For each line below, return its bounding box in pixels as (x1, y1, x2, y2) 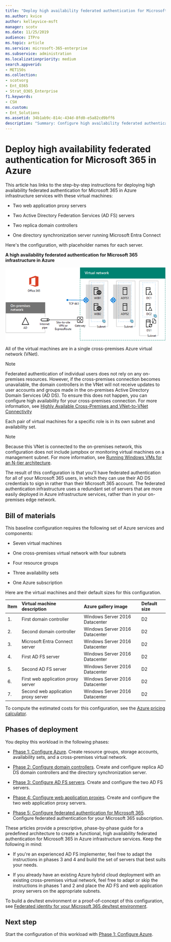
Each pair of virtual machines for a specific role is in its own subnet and (5, 419, 155, 425)
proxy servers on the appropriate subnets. (12, 888, 101, 894)
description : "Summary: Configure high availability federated (5, 121, 142, 126)
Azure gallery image (83, 603, 128, 609)
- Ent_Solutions (5, 110, 40, 115)
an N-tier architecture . (5, 460, 52, 466)
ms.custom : (5, 105, 28, 110)
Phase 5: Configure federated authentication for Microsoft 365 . (12, 809, 145, 816)
